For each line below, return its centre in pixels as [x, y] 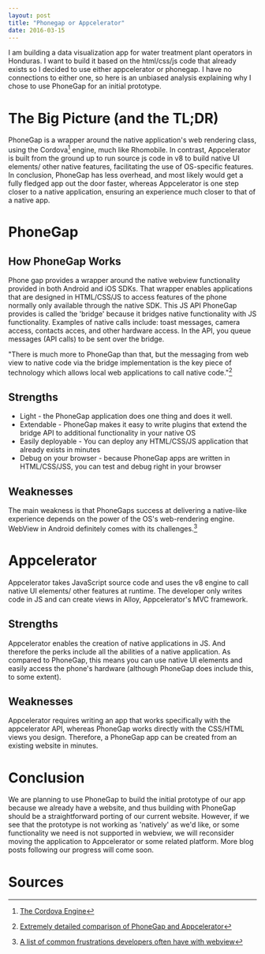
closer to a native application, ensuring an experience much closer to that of [132, 191]
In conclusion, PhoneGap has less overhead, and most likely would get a [126, 175]
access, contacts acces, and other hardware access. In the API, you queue [130, 330]
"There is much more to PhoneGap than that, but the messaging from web [129, 354]
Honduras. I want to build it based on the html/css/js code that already [122, 61]
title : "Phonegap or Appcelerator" [67, 23]
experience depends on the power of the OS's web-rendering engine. [121, 519]
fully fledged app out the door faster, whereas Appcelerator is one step [123, 183]
